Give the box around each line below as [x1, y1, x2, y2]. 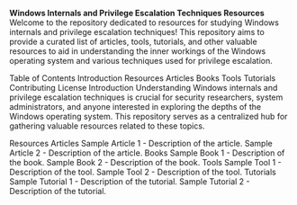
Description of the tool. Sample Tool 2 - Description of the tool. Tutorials [9, 166, 276, 177]
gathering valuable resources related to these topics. [9, 120, 205, 131]
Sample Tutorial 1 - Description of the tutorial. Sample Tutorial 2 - [9, 176, 250, 187]
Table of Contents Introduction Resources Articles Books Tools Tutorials [9, 73, 276, 84]
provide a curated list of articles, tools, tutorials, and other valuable [9, 36, 258, 47]
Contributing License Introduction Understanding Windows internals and [9, 83, 278, 93]
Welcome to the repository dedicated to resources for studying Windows [9, 17, 279, 28]
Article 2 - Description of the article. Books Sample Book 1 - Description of [9, 147, 285, 158]
